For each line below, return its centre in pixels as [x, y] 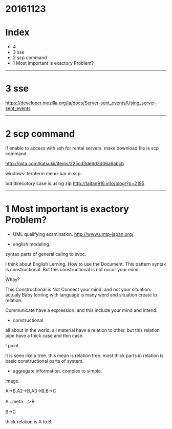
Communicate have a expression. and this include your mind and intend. [81, 310]
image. [13, 381]
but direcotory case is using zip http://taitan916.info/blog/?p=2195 [75, 183]
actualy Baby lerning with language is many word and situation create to [81, 295]
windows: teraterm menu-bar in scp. [44, 173]
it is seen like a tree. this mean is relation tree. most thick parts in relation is [84, 356]
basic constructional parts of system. [45, 361]
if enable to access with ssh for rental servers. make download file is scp [82, 148]
